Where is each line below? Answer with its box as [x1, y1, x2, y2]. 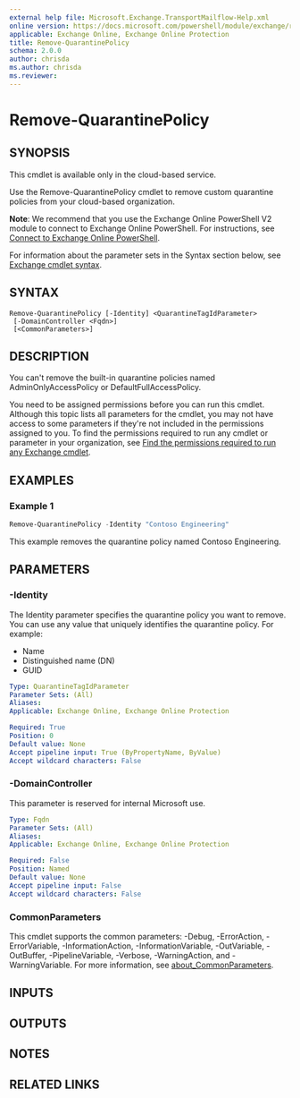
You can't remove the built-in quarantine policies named [9, 372, 216, 383]
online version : [9, 21, 70, 30]
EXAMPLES [9, 472, 74, 488]
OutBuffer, [9, 949, 47, 960]
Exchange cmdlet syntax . [9, 259, 103, 269]
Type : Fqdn [9, 815, 50, 824]
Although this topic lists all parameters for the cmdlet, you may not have [9, 409, 274, 420]
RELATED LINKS [9, 1077, 100, 1092]
